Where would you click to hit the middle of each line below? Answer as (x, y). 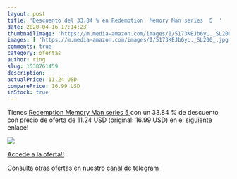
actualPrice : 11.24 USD (42, 79)
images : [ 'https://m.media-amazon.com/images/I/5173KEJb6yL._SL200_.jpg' (120, 40)
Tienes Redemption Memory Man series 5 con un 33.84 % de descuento (113, 113)
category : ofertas (34, 54)
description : (26, 73)
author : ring (26, 60)
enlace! (18, 128)
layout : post (26, 14)
